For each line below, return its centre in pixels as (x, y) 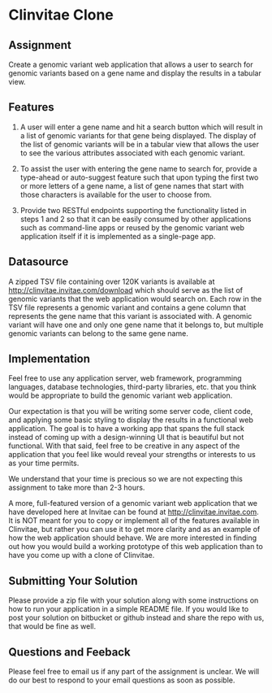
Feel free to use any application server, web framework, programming (125, 378)
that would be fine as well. (52, 626)
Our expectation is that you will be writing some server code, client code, (131, 412)
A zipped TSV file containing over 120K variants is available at (112, 281)
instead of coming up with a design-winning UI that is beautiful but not (126, 438)
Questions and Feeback (70, 652)
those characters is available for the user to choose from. (116, 194)
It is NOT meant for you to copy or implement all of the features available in (134, 521)
